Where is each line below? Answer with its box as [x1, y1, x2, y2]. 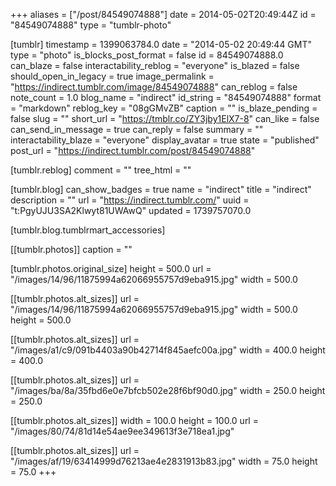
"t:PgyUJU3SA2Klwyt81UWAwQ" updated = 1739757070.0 [10, 205, 252, 216]
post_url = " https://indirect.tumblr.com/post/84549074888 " [10, 145, 256, 156]
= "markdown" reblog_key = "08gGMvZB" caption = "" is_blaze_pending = [10, 102, 318, 114]
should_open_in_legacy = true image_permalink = [10, 70, 215, 82]
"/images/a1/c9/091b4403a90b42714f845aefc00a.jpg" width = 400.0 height [10, 344, 326, 356]
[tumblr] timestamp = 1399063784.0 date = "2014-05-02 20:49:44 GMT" [10, 39, 313, 50]
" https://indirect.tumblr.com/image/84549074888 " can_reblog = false [10, 81, 298, 93]
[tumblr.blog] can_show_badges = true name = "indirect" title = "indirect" [10, 184, 312, 195]
